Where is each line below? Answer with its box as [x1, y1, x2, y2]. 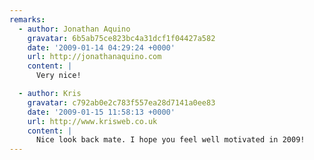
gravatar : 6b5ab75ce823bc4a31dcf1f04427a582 [27, 33, 216, 43]
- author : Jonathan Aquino [18, 24, 131, 34]
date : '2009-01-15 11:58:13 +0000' [27, 107, 176, 117]
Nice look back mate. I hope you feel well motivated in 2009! [35, 135, 306, 145]
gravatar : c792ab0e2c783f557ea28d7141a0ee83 [27, 97, 216, 108]
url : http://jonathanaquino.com [27, 52, 162, 62]
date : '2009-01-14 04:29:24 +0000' [27, 42, 176, 53]
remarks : [9, 14, 46, 25]
